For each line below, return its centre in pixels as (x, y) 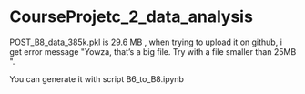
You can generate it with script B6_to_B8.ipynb (97, 78)
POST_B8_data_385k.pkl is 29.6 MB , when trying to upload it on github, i (146, 42)
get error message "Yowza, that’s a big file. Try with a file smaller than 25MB (153, 51)
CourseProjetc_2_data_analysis (131, 17)
